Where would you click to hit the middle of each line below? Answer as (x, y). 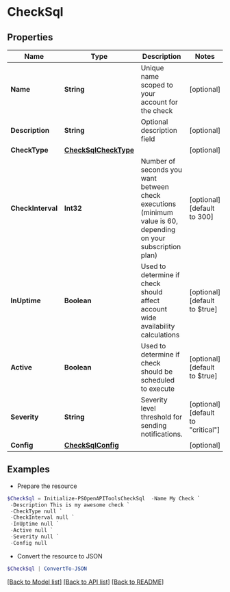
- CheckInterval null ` (42, 517)
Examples (28, 469)
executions (158, 204)
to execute (158, 389)
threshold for (162, 417)
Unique (152, 68)
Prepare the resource (47, 486)
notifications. (162, 434)
